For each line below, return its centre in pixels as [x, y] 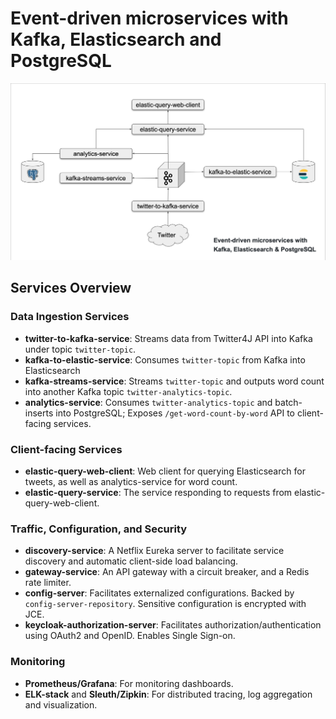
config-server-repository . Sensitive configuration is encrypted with [165, 604]
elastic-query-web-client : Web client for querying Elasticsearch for [165, 471]
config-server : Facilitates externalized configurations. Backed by [159, 593]
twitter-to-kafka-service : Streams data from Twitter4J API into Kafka [168, 338]
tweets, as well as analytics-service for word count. [131, 481]
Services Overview [71, 288]
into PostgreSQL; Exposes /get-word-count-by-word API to [175, 413]
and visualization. [61, 704]
